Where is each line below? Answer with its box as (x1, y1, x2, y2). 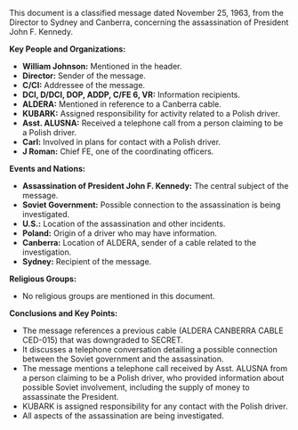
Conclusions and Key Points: (9, 308, 118, 319)
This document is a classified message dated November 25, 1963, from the (9, 8, 285, 18)
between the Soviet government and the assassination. (21, 353, 224, 364)
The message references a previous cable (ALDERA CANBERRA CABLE (21, 325, 284, 336)
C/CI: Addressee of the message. (21, 80, 145, 90)
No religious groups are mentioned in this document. (21, 291, 215, 301)
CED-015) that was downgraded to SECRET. (21, 335, 184, 345)
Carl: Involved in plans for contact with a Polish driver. (21, 137, 221, 147)
